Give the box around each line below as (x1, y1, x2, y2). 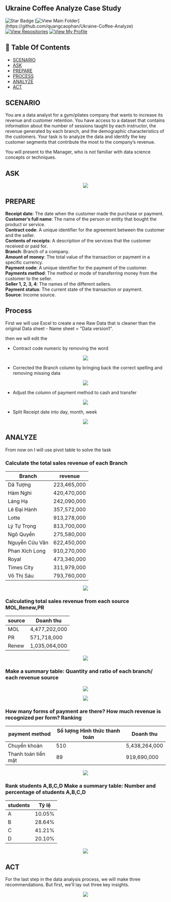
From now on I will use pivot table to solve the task (5, 447, 111, 453)
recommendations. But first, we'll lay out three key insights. (5, 881, 130, 888)
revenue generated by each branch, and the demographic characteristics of (5, 128, 164, 134)
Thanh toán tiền (8, 750, 46, 757)
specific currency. (5, 259, 43, 265)
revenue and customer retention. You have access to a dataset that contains (5, 117, 165, 124)
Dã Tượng (8, 481, 32, 488)
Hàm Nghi (8, 489, 32, 496)
